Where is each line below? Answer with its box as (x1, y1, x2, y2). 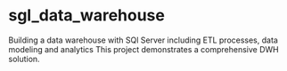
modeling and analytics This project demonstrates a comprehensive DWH (8, 43, 279, 54)
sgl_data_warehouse (8, 5, 166, 26)
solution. (8, 53, 41, 64)
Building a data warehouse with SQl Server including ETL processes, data (8, 35, 278, 45)
